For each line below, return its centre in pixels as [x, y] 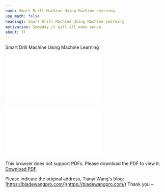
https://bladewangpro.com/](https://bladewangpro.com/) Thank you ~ [80, 184]
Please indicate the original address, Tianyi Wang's [59, 179]
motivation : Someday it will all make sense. [54, 27]
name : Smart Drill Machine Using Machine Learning [60, 11]
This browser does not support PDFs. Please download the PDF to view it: [83, 163]
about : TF [16, 32]
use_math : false [22, 16]
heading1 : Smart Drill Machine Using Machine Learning [65, 21]
